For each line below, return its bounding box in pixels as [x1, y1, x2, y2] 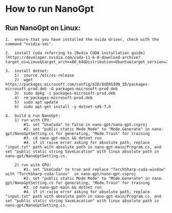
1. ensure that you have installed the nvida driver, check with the [5, 37, 159, 42]
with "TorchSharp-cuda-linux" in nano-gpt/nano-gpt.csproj [5, 172, 137, 177]
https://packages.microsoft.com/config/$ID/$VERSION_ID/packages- [5, 82, 150, 87]
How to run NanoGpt [5, 3, 94, 15]
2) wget [14, 77, 33, 82]
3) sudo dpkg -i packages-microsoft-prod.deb [14, 91, 116, 96]
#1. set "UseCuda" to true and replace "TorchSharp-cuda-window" [24, 167, 166, 172]
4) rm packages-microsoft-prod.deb [14, 95, 93, 100]
